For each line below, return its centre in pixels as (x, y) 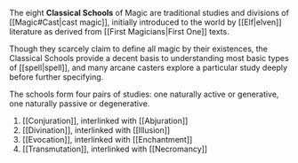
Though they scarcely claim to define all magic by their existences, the (139, 49)
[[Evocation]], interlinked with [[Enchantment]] (107, 140)
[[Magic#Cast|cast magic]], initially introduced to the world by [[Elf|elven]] (145, 22)
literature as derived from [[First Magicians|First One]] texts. (119, 31)
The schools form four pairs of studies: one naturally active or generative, (144, 94)
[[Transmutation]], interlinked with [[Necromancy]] (114, 149)
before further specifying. (56, 77)
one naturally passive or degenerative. (80, 104)
